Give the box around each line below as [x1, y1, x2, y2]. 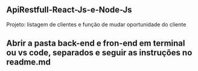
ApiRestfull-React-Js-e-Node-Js [6, 5, 132, 15]
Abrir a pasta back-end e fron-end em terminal [6, 39, 185, 49]
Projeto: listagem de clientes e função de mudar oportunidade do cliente [6, 20, 187, 28]
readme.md [6, 57, 51, 67]
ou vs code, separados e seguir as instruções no [6, 48, 193, 58]
